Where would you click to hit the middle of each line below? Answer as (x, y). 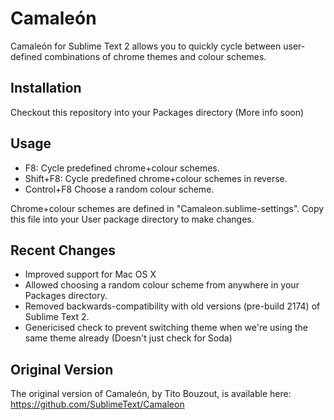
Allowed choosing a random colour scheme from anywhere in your (162, 285)
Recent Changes (63, 250)
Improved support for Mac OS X (90, 274)
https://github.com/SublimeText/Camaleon (97, 404)
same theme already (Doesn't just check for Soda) (128, 338)
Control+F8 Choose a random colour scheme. (119, 189)
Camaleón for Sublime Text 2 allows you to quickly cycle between (146, 46)
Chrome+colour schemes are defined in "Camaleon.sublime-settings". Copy (167, 208)
